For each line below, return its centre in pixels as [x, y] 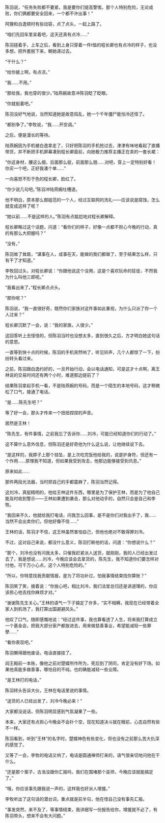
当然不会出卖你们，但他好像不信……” [42, 521]
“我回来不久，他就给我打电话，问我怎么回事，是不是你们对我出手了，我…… [81, 515]
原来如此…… [18, 471]
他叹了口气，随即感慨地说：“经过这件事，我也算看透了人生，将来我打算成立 [82, 619]
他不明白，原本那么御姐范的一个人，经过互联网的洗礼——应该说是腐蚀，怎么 [82, 200]
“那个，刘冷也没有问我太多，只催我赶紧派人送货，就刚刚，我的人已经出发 [79, 553]
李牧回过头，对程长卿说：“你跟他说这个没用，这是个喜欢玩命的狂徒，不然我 [82, 271]
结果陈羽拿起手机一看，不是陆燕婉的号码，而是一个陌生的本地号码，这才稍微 [82, 386]
